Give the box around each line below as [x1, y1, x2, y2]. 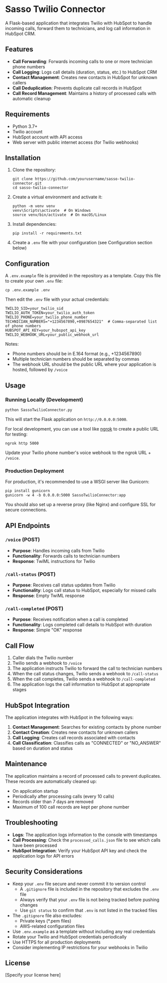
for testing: [5, 431, 28, 437]
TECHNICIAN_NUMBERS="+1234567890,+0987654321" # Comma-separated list [5, 319, 157, 324]
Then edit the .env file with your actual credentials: [5, 296, 110, 303]
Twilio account [12, 128, 43, 134]
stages [12, 687, 26, 693]
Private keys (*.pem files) [19, 918, 71, 924]
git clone [12, 176, 33, 182]
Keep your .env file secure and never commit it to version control [12, 881, 146, 887]
